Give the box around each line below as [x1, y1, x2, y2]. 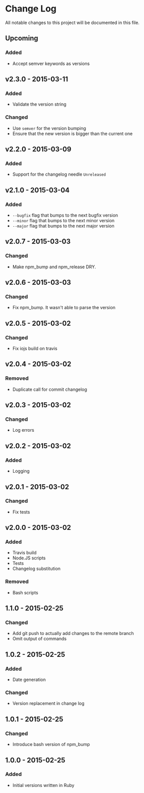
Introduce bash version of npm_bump [12, 741, 90, 747]
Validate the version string [12, 101, 66, 108]
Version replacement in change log [12, 700, 85, 706]
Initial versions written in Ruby [12, 782, 74, 788]
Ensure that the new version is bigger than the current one [12, 131, 133, 137]
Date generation [12, 676, 46, 683]
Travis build [12, 550, 36, 556]
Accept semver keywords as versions [12, 61, 90, 67]
